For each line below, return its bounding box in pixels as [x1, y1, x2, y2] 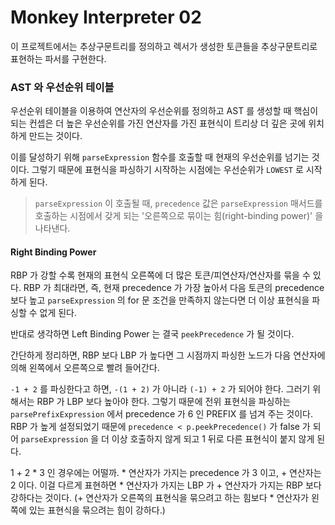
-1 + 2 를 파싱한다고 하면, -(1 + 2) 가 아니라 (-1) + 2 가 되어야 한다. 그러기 [10, 383, 311, 395]
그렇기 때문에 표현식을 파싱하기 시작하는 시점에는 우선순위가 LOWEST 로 [31, 164, 304, 176]
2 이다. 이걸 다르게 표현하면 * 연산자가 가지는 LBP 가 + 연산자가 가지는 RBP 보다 [10, 479, 322, 491]
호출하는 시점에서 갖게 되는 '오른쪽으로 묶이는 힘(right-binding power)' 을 [34, 210, 324, 222]
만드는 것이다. [28, 130, 83, 142]
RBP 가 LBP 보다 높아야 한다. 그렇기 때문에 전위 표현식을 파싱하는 [36, 396, 292, 408]
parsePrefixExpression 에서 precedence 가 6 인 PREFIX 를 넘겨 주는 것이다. [10, 408, 314, 420]
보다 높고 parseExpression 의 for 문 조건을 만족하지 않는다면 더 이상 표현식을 [10, 294, 310, 306]
